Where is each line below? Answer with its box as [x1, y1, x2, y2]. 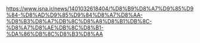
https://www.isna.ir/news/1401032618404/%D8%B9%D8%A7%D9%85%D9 [6, 5, 194, 12]
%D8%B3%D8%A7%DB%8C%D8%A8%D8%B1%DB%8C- [6, 18, 152, 24]
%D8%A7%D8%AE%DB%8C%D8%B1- [6, 24, 104, 31]
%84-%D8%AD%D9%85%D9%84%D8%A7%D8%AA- [6, 11, 143, 19]
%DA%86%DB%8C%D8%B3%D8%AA [6, 30, 103, 38]
